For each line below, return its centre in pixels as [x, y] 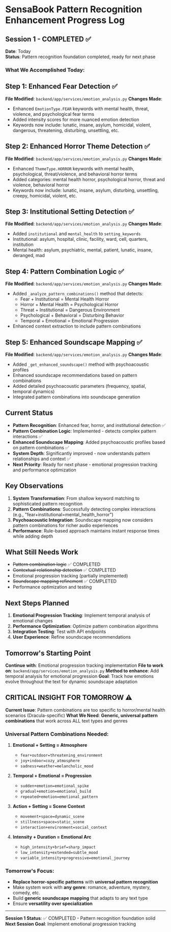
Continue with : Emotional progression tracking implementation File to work [84, 665]
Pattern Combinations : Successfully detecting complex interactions [84, 509]
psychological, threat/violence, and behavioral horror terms [75, 174]
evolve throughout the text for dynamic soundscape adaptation [71, 682]
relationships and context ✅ [42, 459]
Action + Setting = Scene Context [49, 807]
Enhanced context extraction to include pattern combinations [77, 326]
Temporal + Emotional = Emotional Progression [69, 321]
